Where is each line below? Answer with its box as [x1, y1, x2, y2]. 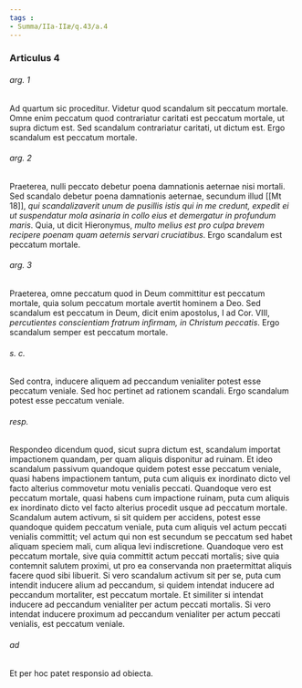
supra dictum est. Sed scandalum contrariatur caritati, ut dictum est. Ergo [9, 122, 286, 133]
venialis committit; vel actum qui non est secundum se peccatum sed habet [9, 531, 294, 542]
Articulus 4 [9, 52, 61, 65]
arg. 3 [9, 260, 32, 271]
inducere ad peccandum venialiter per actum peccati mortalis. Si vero [9, 599, 271, 611]
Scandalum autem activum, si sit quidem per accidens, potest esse [9, 512, 262, 523]
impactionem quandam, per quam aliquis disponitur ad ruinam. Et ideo [9, 454, 274, 465]
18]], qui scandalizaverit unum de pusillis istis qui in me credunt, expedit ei [9, 200, 289, 211]
